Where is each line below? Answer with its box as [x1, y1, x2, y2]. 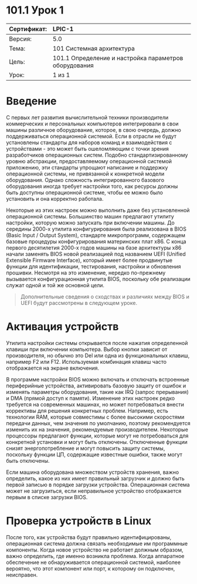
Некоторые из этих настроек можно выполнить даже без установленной [6, 207, 190, 214]
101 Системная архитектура [52, 44, 135, 52]
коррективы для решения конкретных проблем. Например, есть [6, 407, 168, 414]
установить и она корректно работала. [6, 195, 104, 202]
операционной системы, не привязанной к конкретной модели [6, 170, 165, 177]
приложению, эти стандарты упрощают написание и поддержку [6, 164, 168, 171]
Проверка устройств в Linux [6, 515, 152, 527]
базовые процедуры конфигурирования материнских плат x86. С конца [6, 238, 186, 245]
